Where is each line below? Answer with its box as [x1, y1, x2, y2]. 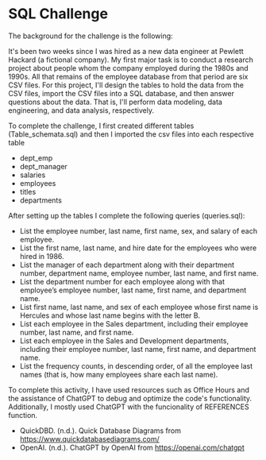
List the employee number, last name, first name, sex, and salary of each [19, 226, 258, 235]
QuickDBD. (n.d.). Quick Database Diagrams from [19, 426, 181, 435]
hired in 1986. [19, 251, 65, 261]
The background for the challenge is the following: [8, 31, 173, 41]
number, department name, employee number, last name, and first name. [19, 268, 259, 278]
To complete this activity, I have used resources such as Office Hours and [8, 385, 250, 394]
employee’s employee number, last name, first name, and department [19, 285, 247, 295]
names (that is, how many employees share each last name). [19, 369, 218, 379]
